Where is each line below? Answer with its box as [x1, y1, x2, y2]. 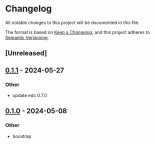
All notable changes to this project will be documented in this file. [5, 19, 140, 25]
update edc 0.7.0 [12, 92, 47, 98]
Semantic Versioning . [5, 34, 49, 40]
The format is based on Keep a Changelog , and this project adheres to [5, 29, 150, 35]
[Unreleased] [5, 49, 47, 57]
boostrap [12, 133, 31, 139]
